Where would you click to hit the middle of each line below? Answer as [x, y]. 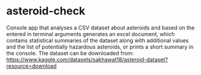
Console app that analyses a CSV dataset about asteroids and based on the [100, 28]
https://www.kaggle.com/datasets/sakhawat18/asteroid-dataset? [87, 59]
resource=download [31, 66]
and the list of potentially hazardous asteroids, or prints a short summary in [100, 47]
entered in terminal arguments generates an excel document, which [91, 34]
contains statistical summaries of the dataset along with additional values [97, 40]
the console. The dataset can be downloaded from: [70, 53]
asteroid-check [46, 11]
